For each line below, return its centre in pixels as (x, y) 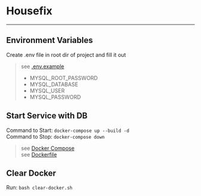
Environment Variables (50, 40)
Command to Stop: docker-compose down (55, 136)
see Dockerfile (39, 154)
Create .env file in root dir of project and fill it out (66, 54)
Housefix (29, 11)
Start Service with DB (47, 116)
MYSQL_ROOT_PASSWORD (64, 78)
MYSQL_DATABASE (54, 84)
